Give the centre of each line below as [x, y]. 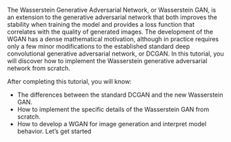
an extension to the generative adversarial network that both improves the [112, 17]
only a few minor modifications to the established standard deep [99, 46]
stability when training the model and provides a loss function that [101, 24]
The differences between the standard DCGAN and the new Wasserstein [120, 95]
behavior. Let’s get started [54, 131]
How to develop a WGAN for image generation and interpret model [112, 124]
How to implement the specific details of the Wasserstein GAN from [113, 109]
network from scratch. [39, 68]
